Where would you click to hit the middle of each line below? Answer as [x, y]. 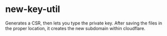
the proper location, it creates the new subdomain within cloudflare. [75, 28]
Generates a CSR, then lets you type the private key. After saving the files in [84, 23]
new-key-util [33, 9]
